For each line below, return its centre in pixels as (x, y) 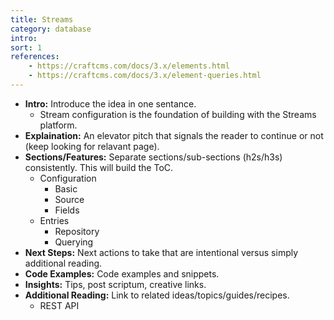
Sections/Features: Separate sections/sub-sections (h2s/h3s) (153, 157)
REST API (59, 305)
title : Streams (42, 19)
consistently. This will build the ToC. (99, 167)
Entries (54, 220)
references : (35, 57)
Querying (74, 242)
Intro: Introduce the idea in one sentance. (110, 103)
